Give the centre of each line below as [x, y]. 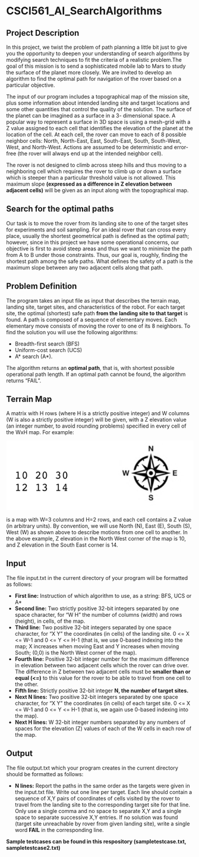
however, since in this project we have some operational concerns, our [93, 242]
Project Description [43, 33]
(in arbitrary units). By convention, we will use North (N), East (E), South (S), [99, 526]
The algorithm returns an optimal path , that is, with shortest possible [90, 368]
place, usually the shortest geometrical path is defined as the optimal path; [98, 236]
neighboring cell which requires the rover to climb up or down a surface [94, 171]
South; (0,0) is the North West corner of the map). [76, 652]
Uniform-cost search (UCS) [48, 350]
